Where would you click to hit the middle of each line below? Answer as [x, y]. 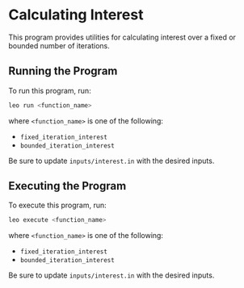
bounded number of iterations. [59, 45]
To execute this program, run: [57, 205]
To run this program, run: [50, 90]
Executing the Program [67, 186]
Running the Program [63, 71]
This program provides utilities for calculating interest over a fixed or [122, 37]
